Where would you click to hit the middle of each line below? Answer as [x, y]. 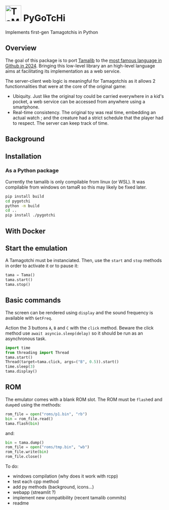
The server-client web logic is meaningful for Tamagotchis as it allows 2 [80, 81]
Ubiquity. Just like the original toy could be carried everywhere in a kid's [88, 96]
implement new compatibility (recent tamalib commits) [70, 498]
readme [21, 503]
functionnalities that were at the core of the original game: [66, 86]
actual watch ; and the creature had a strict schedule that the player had [88, 118]
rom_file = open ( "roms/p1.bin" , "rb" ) [46, 414]
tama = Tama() [20, 275]
